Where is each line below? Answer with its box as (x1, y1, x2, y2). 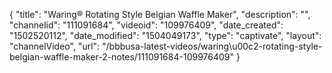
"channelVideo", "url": (9, 40, 101, 52)
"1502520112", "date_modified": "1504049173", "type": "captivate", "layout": (9, 30, 322, 41)
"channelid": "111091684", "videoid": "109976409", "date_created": (9, 19, 284, 31)
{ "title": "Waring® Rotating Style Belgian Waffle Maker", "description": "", (9, 9, 311, 20)
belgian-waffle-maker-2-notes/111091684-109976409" (9, 51, 235, 63)
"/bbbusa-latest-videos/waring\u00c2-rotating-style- (102, 40, 323, 52)
